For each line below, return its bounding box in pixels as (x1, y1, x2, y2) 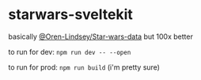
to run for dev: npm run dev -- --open (8, 47, 131, 56)
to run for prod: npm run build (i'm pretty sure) (8, 62, 161, 72)
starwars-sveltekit (8, 6, 133, 24)
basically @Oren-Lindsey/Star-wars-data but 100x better (8, 32, 194, 41)
